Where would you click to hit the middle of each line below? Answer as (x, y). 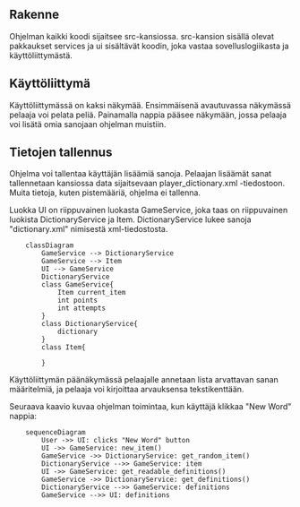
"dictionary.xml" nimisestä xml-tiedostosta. (89, 229)
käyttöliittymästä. (41, 55)
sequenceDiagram (56, 433)
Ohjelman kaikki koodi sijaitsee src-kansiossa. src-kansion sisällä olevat (142, 36)
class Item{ (64, 348)
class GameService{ (78, 285)
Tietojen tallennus (61, 153)
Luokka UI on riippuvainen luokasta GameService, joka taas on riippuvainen (149, 211)
